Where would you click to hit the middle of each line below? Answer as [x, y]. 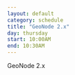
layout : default [31, 14]
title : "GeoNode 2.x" [39, 26]
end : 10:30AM [26, 46]
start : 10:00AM [29, 40]
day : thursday [28, 33]
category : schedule [35, 20]
